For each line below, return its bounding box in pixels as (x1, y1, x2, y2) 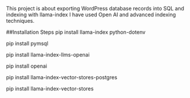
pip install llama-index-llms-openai (6, 51, 90, 58)
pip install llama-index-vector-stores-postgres (6, 74, 117, 80)
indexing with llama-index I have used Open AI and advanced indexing (6, 11, 176, 18)
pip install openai (6, 62, 48, 69)
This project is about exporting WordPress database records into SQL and (6, 5, 185, 12)
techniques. (6, 17, 35, 24)
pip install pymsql (6, 40, 49, 47)
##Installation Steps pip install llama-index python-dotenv (6, 29, 145, 36)
